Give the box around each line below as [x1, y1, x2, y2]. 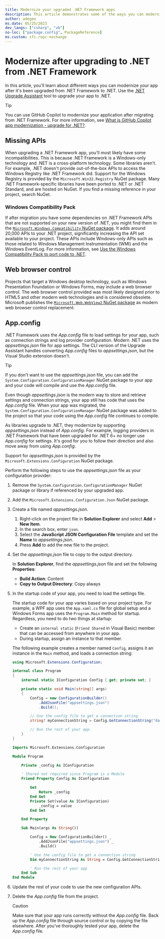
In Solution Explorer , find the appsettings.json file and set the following [12, 561, 157, 567]
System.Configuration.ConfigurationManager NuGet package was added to [5, 407, 157, 413]
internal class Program [12, 668, 61, 673]
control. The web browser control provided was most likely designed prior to [5, 289, 160, 295]
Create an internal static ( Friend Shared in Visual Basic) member [19, 625, 155, 631]
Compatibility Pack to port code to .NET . [5, 251, 87, 257]
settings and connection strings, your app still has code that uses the [5, 397, 145, 403]
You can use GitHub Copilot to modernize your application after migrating [5, 111, 154, 118]
